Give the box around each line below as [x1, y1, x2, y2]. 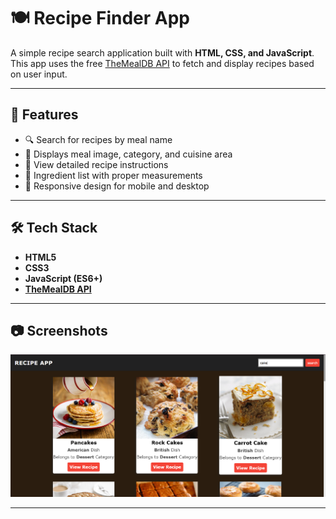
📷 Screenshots [10, 322, 108, 339]
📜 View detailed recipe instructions [24, 158, 169, 170]
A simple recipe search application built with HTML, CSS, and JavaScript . [10, 46, 315, 59]
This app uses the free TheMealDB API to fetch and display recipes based [10, 57, 315, 69]
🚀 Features [10, 106, 79, 124]
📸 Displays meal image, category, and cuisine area [24, 148, 233, 160]
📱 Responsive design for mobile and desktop [24, 180, 210, 192]
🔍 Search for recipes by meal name [24, 133, 173, 145]
